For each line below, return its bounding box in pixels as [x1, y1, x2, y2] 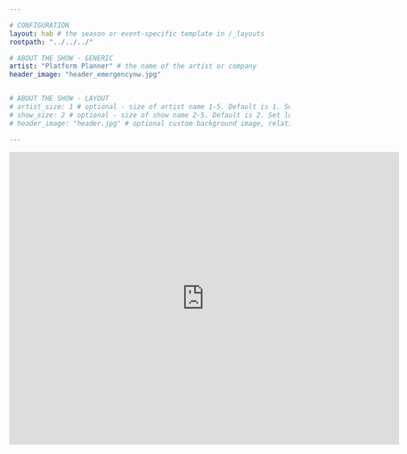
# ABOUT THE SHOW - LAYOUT [9, 95, 110, 103]
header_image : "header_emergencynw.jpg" [9, 70, 162, 79]
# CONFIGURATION [9, 21, 69, 29]
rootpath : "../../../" [9, 37, 94, 46]
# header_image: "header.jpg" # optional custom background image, [9, 119, 265, 128]
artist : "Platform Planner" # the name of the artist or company [9, 62, 256, 71]
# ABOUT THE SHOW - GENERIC [9, 54, 114, 62]
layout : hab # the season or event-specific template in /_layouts [9, 29, 265, 38]
